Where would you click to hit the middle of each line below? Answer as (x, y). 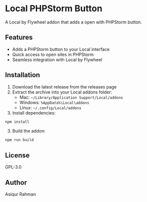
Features (19, 37)
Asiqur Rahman (20, 194)
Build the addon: (29, 131)
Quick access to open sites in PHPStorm (53, 54)
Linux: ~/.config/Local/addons (50, 108)
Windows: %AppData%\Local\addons (54, 102)
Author (16, 182)
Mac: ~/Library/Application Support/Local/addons (71, 97)
